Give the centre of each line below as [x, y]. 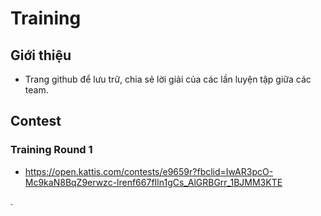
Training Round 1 [51, 150]
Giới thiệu [41, 55]
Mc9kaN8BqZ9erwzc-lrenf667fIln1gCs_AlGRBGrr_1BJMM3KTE [153, 182]
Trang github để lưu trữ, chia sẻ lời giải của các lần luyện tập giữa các [168, 79]
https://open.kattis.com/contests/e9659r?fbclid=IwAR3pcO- [149, 171]
